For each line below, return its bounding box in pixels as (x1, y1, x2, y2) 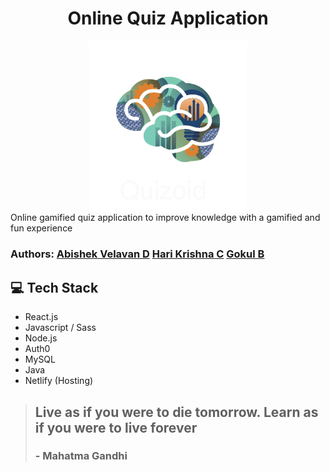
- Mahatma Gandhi (34, 449, 128, 463)
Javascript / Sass (24, 322, 97, 334)
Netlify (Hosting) (24, 375, 94, 387)
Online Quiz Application (67, 7, 269, 30)
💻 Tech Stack (10, 279, 99, 296)
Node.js (24, 332, 58, 344)
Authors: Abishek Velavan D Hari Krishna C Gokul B (10, 247, 265, 261)
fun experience (10, 222, 73, 234)
